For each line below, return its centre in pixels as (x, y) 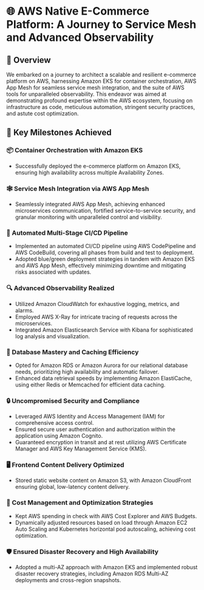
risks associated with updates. (53, 272)
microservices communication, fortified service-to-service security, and (105, 210)
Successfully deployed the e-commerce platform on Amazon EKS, (98, 166)
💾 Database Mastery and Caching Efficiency (73, 352)
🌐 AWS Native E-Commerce (78, 11)
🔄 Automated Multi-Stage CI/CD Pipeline (67, 233)
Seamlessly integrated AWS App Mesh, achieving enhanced (90, 204)
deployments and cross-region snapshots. (68, 580)
